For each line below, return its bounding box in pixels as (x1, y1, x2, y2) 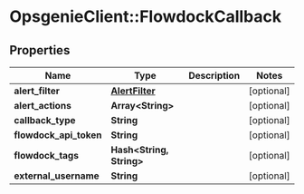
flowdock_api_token (14, 129, 102, 141)
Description (188, 70, 241, 82)
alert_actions (14, 100, 72, 112)
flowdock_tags (14, 150, 80, 161)
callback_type (14, 114, 76, 126)
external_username (14, 170, 100, 182)
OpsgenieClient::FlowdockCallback (9, 6, 282, 27)
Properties (9, 43, 71, 58)
